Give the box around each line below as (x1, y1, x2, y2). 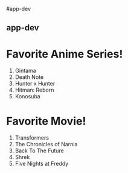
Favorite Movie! (6, 114, 86, 128)
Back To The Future (14, 147, 65, 154)
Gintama (14, 67, 36, 75)
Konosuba (14, 93, 40, 100)
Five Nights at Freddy (14, 160, 69, 168)
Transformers (14, 134, 50, 141)
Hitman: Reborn (14, 86, 54, 93)
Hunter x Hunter (14, 80, 56, 87)
